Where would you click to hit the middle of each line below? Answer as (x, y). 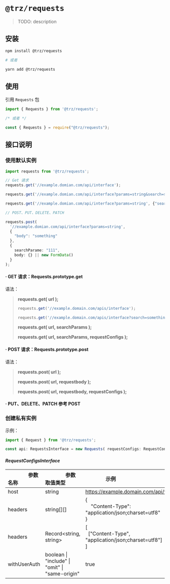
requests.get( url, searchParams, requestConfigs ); (73, 337)
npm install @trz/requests (34, 51)
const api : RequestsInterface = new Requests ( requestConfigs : (73, 449)
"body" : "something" (36, 236)
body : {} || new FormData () (44, 255)
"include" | (58, 561)
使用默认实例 (21, 160)
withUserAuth (24, 564)
